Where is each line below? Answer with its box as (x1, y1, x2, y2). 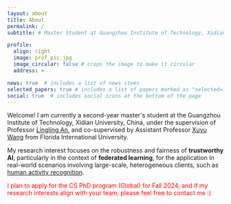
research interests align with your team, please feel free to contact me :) (7, 189, 212, 197)
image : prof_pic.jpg (13, 54, 72, 62)
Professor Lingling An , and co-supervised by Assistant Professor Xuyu (7, 126, 208, 134)
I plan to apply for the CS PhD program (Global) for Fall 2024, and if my (7, 181, 208, 190)
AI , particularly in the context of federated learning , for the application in (7, 154, 214, 162)
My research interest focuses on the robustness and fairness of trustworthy (7, 146, 224, 155)
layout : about (7, 10, 48, 17)
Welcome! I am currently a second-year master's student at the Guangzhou (7, 111, 221, 120)
